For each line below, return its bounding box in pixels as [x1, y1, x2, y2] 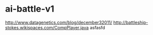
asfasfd [89, 24, 105, 30]
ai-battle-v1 [5, 3, 55, 15]
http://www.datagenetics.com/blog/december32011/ [5, 19, 113, 25]
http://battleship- [113, 19, 148, 25]
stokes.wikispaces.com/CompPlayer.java [5, 24, 89, 30]
